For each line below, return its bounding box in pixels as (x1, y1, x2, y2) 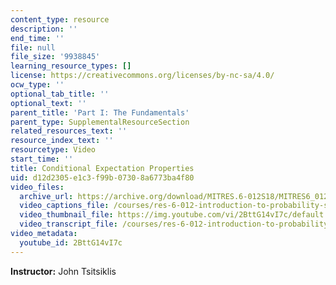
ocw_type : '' (10, 80, 65, 90)
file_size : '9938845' (10, 52, 101, 62)
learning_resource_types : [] (10, 61, 132, 71)
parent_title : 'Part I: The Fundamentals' (10, 107, 190, 118)
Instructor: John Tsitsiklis (10, 265, 117, 277)
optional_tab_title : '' (10, 89, 110, 99)
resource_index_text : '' (10, 136, 114, 146)
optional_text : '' (10, 98, 87, 108)
